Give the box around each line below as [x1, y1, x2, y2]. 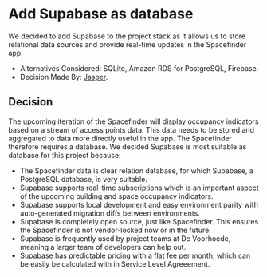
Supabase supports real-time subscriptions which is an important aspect [19, 183, 259, 192]
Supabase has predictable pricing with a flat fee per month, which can [19, 251, 251, 260]
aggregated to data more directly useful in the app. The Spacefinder [8, 133, 233, 143]
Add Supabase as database [8, 5, 194, 23]
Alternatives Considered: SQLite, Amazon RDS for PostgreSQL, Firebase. [19, 63, 259, 73]
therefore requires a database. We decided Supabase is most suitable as [8, 141, 247, 152]
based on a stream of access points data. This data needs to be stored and [8, 125, 255, 134]
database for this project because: [8, 150, 121, 160]
